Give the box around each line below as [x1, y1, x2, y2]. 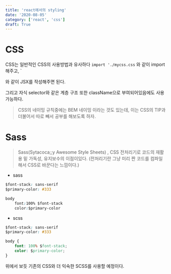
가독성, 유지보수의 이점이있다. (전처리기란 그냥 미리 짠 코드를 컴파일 [29, 156, 163, 162]
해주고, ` [5, 68, 22, 74]
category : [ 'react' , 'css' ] [5, 17, 66, 22]
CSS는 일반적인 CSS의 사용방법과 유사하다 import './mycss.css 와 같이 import [5, 61, 165, 68]
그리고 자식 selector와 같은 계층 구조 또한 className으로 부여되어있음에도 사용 [5, 90, 165, 96]
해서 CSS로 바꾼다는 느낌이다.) [17, 162, 79, 168]
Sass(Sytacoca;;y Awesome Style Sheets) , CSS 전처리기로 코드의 [17, 149, 155, 155]
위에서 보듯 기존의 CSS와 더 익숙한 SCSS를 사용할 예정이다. [5, 263, 124, 269]
